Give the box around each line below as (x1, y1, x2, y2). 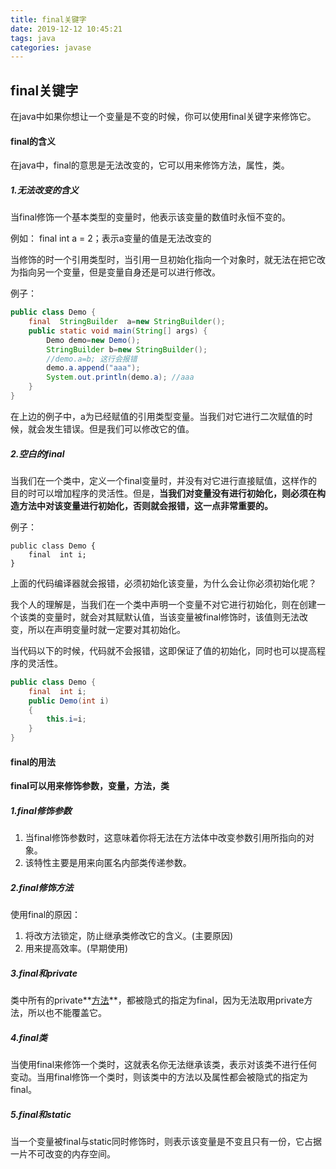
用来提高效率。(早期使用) (24, 942, 129, 955)
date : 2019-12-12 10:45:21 (10, 24, 123, 34)
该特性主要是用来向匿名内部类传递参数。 (24, 857, 192, 869)
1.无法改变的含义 (10, 184, 79, 196)
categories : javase (10, 42, 92, 53)
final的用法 (10, 756, 57, 768)
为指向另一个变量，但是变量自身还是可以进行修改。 (10, 266, 221, 278)
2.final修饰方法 (10, 881, 74, 893)
